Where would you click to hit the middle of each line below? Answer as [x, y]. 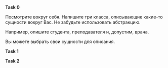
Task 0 [13, 7]
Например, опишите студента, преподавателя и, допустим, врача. [77, 32]
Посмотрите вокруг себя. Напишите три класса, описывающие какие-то [84, 17]
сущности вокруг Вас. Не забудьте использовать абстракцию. [73, 22]
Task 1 [12, 51]
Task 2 [12, 61]
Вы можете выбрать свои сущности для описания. [60, 41]
